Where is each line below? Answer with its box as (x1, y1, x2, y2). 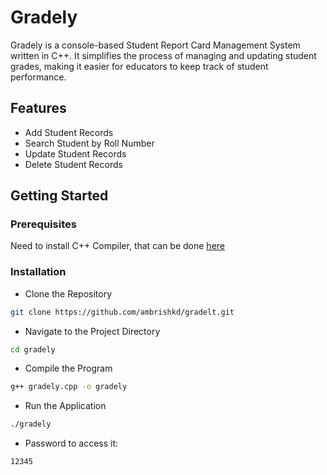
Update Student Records (24, 147, 127, 160)
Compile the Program (24, 362, 113, 375)
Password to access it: (24, 437, 119, 450)
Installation (10, 265, 67, 279)
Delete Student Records (24, 158, 123, 170)
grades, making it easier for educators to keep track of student (10, 60, 269, 72)
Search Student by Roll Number (24, 137, 155, 149)
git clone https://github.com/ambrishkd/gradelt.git (10, 307, 235, 317)
